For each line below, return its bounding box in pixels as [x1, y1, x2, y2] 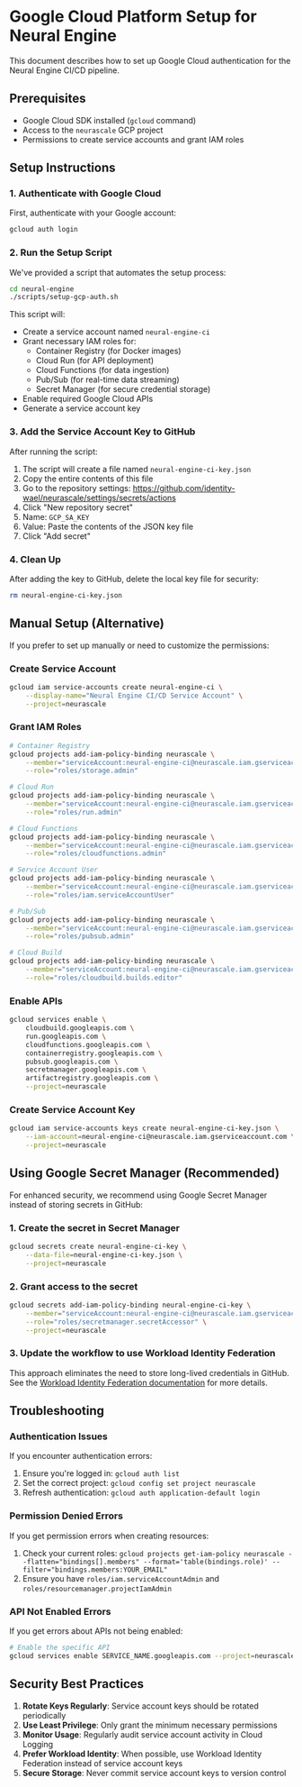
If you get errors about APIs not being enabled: [9, 1626, 183, 1637]
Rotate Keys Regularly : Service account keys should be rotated [22, 1700, 259, 1711]
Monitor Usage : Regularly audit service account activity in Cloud [22, 1728, 263, 1740]
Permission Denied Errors [9, 1509, 124, 1522]
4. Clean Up [9, 552, 61, 565]
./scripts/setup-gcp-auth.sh [9, 293, 119, 302]
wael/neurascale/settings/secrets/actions [22, 492, 177, 503]
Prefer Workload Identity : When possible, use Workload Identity [22, 1748, 262, 1759]
